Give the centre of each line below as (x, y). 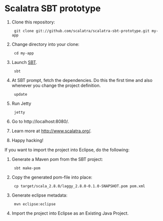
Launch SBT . (24, 62)
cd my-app (24, 53)
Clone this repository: (33, 22)
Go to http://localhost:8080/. (40, 121)
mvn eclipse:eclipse (35, 204)
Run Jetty (21, 103)
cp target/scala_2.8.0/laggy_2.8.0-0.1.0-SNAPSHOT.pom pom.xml (80, 186)
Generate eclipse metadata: (40, 195)
